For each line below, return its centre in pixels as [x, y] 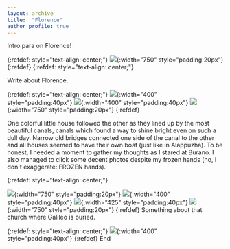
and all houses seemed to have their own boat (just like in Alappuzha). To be [115, 145]
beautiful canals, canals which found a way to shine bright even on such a [112, 130]
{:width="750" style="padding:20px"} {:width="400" [92, 194]
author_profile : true [38, 26]
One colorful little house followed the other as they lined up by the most [108, 123]
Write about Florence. [38, 80]
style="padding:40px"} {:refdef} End [59, 239]
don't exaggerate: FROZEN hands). [57, 167]
